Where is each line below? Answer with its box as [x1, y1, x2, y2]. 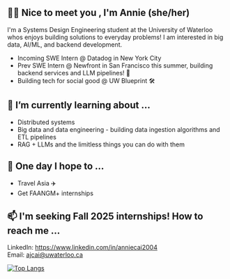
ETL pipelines [17, 133, 57, 141]
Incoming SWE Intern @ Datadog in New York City [17, 54, 162, 62]
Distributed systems [17, 118, 75, 126]
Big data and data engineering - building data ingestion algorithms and [17, 125, 221, 133]
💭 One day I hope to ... [7, 160, 105, 172]
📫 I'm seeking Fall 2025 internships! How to [7, 210, 204, 222]
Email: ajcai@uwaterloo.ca [7, 250, 84, 259]
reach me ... [7, 225, 61, 236]
